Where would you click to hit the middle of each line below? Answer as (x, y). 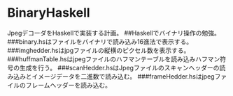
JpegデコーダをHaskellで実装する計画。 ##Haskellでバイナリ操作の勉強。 (114, 33)
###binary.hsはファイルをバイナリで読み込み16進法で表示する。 (100, 41)
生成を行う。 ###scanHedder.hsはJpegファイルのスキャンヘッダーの (119, 67)
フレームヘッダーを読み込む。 (69, 85)
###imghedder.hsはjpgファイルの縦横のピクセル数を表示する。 (99, 50)
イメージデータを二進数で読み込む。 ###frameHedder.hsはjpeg (123, 76)
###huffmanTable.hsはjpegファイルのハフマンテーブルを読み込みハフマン (114, 59)
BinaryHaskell (49, 13)
